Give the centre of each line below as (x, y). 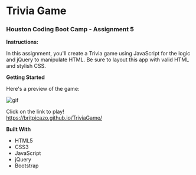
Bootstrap (27, 166)
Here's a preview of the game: (43, 89)
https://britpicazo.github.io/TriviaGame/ (54, 118)
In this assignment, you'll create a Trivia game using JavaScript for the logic (98, 54)
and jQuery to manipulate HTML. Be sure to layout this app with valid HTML (98, 60)
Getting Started (26, 77)
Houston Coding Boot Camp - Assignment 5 (70, 29)
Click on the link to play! (35, 112)
